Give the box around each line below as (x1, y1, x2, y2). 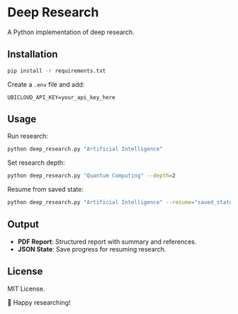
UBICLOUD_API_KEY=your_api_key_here (7, 94, 115, 101)
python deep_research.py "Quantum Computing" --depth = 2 (7, 172, 176, 180)
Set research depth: (7, 158, 65, 167)
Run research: (7, 132, 48, 141)
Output (7, 218, 39, 231)
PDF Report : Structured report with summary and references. (17, 237, 197, 246)
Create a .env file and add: (7, 80, 85, 89)
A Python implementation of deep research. (7, 28, 135, 36)
